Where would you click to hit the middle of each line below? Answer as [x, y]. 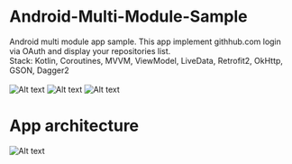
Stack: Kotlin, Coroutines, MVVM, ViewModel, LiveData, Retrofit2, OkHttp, [146, 60]
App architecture [74, 126]
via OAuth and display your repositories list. [90, 50]
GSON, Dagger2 [39, 70]
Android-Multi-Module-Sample [128, 17]
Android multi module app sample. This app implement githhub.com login [146, 41]
